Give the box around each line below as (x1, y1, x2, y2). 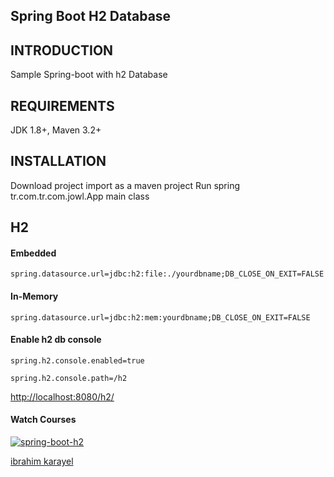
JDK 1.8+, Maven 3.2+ (10, 124, 102, 136)
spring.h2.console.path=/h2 (10, 373, 128, 383)
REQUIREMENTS (10, 97, 115, 114)
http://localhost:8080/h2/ (10, 390, 115, 403)
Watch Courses (10, 414, 77, 426)
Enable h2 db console (10, 334, 102, 346)
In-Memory (10, 290, 59, 303)
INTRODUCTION (10, 42, 114, 59)
